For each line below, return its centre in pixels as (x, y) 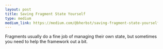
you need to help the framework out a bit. (47, 42)
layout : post (18, 9)
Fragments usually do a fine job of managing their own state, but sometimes (81, 37)
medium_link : (18, 23)
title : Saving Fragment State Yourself (45, 14)
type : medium (18, 18)
